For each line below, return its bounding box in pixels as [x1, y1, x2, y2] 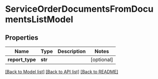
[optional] [90, 56, 114, 63]
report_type [7, 56, 36, 63]
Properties [5, 33, 39, 42]
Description [57, 48, 86, 54]
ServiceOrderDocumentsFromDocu [5, 3, 154, 15]
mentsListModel [5, 14, 73, 25]
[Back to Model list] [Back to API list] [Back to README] [5, 69, 118, 75]
